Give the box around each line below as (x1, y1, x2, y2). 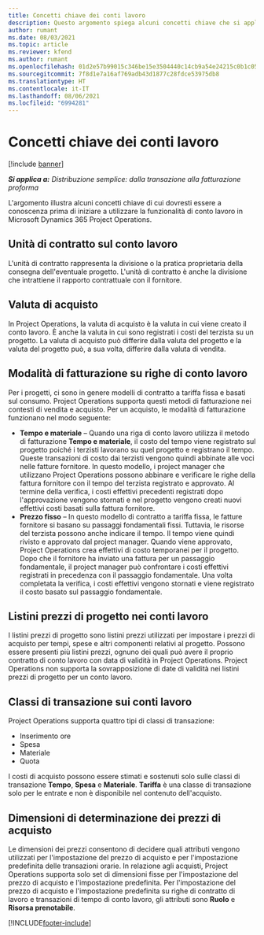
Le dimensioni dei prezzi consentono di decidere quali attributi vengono (8, 844, 240, 854)
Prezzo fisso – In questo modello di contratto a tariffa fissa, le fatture (19, 512, 243, 521)
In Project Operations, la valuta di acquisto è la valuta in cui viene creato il (8, 319, 247, 328)
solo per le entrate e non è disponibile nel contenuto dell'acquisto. (8, 789, 222, 798)
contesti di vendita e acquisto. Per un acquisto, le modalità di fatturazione (8, 405, 246, 414)
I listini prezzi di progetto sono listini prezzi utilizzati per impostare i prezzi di (8, 630, 255, 640)
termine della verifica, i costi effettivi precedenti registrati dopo (19, 486, 224, 496)
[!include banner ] (8, 159, 64, 169)
